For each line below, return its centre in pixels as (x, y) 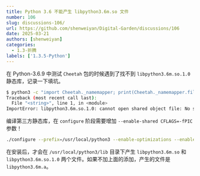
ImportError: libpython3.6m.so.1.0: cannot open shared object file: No (98, 109)
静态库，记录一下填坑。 (35, 81)
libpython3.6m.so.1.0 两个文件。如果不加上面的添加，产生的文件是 (88, 159)
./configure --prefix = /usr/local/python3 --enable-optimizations (89, 140)
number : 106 (21, 17)
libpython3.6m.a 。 (29, 166)
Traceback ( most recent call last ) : (51, 98)
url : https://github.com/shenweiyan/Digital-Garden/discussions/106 (93, 28)
